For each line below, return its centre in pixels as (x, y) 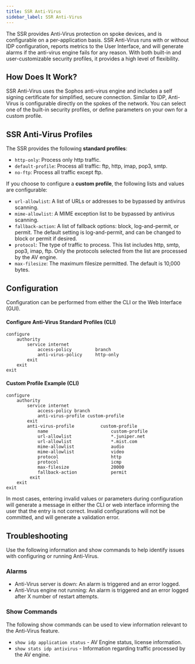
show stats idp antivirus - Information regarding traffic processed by (100, 648)
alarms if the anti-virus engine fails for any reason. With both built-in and (94, 52)
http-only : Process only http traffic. (58, 160)
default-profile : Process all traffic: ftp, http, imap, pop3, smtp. (91, 166)
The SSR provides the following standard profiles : (67, 149)
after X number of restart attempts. (57, 597)
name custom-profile (93, 431)
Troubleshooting (37, 536)
